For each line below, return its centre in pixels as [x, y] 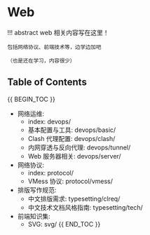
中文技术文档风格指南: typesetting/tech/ [85, 207]
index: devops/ [49, 121]
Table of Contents [47, 82]
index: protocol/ [50, 173]
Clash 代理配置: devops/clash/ [71, 138]
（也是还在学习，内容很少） [41, 60]
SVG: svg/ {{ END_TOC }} [64, 224]
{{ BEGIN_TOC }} [32, 99]
